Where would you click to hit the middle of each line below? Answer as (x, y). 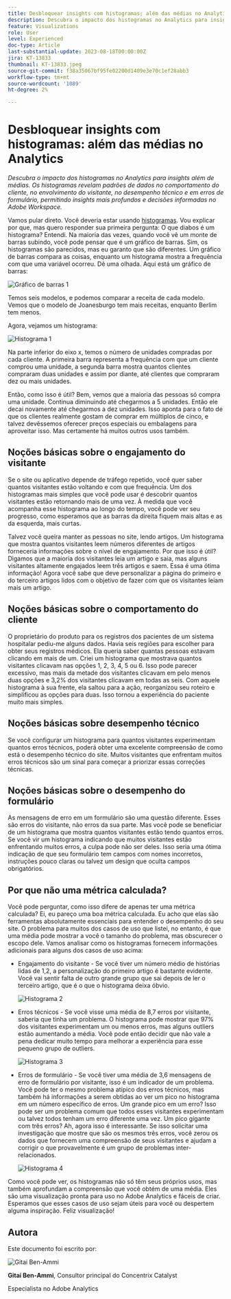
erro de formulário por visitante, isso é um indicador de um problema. (116, 1082)
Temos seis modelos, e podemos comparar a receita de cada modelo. (106, 298)
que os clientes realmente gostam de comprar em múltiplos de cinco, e (108, 417)
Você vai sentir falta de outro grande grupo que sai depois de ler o (111, 978)
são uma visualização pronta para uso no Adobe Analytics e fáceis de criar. (114, 1196)
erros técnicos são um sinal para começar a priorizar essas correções (107, 762)
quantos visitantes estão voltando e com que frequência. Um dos (100, 486)
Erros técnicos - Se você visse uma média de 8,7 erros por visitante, (114, 1012)
